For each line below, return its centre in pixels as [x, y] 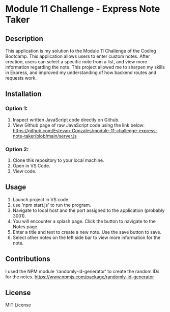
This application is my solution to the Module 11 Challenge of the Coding [81, 51]
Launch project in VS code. [41, 199]
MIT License [18, 305]
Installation [23, 94]
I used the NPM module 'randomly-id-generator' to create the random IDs [82, 271]
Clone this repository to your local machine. [58, 160]
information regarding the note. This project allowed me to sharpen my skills [85, 67]
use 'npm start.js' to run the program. [52, 205]
